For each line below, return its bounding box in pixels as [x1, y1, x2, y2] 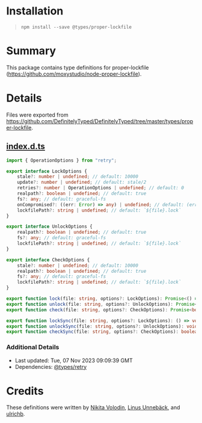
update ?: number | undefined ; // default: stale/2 [17, 179, 147, 186]
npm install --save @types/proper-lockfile [20, 24, 132, 30]
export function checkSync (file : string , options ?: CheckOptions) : [6, 329, 179, 335]
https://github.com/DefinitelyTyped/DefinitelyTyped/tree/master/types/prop [6, 117, 194, 124]
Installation [6, 4, 64, 18]
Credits [6, 384, 44, 398]
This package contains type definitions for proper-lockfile [6, 64, 149, 71]
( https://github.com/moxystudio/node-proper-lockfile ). [6, 70, 142, 78]
